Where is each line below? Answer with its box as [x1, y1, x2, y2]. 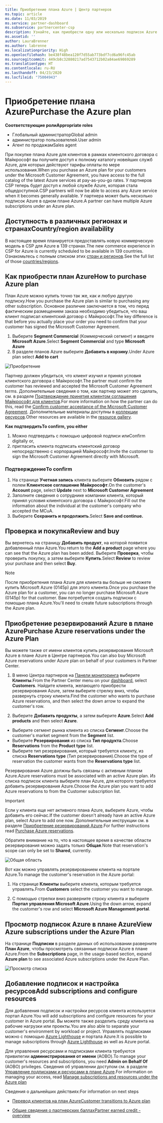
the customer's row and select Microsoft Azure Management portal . [12, 906, 150, 912]
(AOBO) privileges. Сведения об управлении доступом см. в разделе [5, 1063, 147, 1070]
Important [5, 798, 25, 804]
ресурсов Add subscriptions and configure [5, 987, 138, 996]
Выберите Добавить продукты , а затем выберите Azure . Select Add [12, 713, 154, 719]
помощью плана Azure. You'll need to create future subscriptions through [5, 600, 153, 606]
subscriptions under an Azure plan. [5, 203, 75, 209]
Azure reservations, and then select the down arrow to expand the [12, 698, 145, 704]
